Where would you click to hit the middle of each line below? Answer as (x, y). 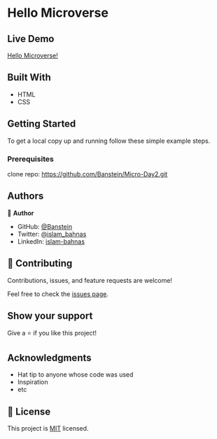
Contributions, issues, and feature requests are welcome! (90, 280)
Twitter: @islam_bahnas (52, 234)
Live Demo (31, 39)
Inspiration (33, 382)
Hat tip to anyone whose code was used (75, 375)
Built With (29, 77)
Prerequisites (30, 159)
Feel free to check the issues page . (58, 294)
